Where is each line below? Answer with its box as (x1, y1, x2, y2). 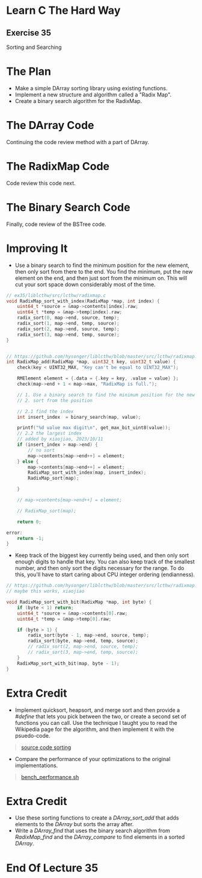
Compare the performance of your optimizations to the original (14, 755, 171, 762)
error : (6, 530, 23, 536)
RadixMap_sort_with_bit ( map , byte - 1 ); (17, 660, 120, 666)
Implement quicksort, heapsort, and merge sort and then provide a (14, 706, 180, 713)
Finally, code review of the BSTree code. (6, 221, 106, 228)
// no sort (28, 447, 55, 453)
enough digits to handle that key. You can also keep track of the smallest (14, 558, 195, 565)
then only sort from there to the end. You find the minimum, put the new (14, 268, 193, 275)
